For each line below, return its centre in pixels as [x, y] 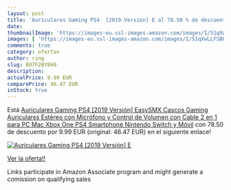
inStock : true [27, 90]
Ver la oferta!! [26, 158]
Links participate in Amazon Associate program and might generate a [105, 172]
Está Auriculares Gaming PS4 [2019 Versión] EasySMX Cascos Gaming [108, 110]
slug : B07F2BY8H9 [32, 65]
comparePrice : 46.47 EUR [43, 84]
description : [26, 71]
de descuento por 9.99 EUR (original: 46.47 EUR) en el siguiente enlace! [109, 132]
